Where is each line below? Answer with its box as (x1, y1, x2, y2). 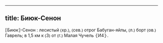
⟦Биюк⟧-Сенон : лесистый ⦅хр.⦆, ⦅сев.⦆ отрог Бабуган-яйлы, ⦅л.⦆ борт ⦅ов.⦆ (5, 27, 156, 33)
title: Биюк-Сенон (5, 14, 62, 22)
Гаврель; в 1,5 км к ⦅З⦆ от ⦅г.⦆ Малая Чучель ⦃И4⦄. (5, 32, 109, 38)
